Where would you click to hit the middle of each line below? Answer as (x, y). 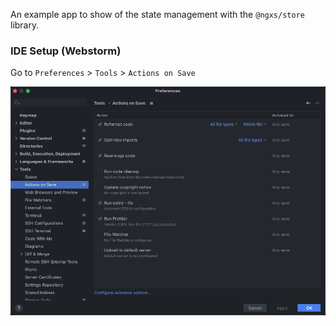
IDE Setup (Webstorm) (66, 51)
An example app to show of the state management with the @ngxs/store (157, 14)
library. (25, 25)
